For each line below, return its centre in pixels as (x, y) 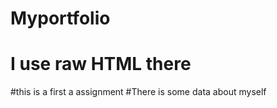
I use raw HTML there (101, 64)
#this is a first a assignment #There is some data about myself (138, 92)
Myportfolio (60, 18)
